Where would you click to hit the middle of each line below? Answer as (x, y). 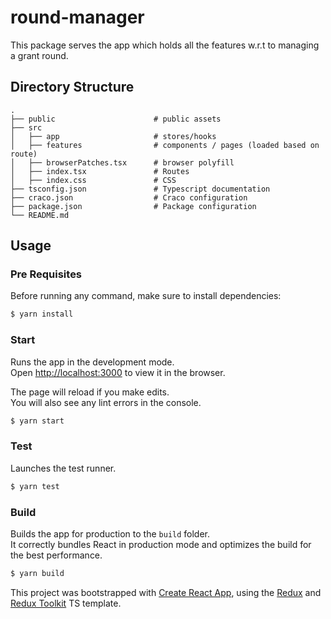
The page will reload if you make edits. (90, 392)
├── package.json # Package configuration (133, 206)
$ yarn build (37, 573)
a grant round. (39, 55)
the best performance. (56, 555)
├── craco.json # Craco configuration (129, 197)
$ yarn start (37, 421)
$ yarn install (42, 314)
